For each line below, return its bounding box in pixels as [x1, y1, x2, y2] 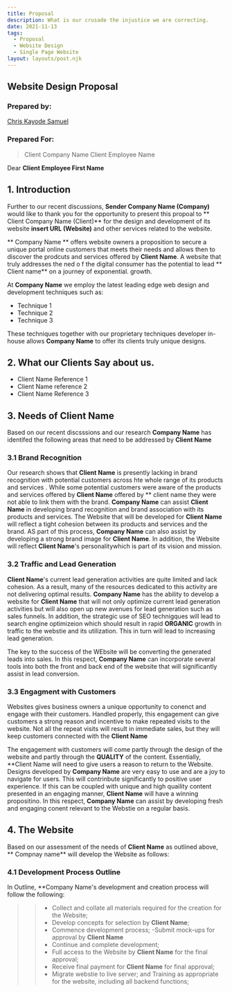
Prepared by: [7, 102, 52, 111]
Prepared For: [7, 134, 55, 144]
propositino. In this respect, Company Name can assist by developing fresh [7, 797, 223, 805]
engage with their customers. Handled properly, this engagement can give [7, 710, 220, 719]
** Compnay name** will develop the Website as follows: [7, 849, 170, 858]
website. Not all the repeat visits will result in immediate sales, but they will [7, 725, 220, 733]
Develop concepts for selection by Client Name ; [51, 919, 190, 927]
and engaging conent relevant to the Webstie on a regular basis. [7, 804, 190, 813]
